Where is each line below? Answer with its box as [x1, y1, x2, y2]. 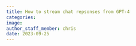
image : [6, 20, 23, 26]
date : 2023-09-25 [6, 31, 50, 37]
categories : [6, 14, 36, 20]
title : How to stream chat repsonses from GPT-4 [6, 8, 130, 15]
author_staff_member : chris [6, 25, 77, 32]
